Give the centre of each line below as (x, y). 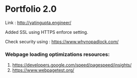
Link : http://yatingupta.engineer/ (38, 23)
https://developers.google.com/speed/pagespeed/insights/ (72, 65)
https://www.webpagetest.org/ (43, 70)
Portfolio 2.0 (31, 9)
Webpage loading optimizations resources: (57, 54)
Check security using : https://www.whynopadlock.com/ (62, 41)
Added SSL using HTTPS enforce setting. (47, 32)
